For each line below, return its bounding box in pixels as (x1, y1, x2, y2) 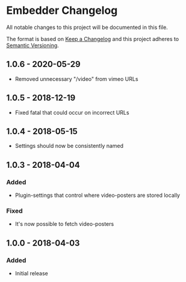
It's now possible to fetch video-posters (14, 220, 114, 228)
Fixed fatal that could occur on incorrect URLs (14, 109, 129, 116)
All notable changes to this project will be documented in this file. (6, 24, 169, 31)
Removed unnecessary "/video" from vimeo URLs (14, 75, 138, 82)
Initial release (14, 270, 48, 277)
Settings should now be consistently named (14, 143, 124, 150)
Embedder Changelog (6, 4, 118, 18)
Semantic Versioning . (6, 42, 59, 49)
